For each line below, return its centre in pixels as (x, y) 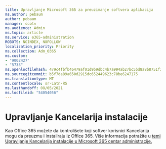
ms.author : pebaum (24, 14)
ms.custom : (16, 56)
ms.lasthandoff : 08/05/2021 (34, 88)
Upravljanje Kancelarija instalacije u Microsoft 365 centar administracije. (79, 141)
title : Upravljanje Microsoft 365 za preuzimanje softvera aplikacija (79, 10)
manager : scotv (21, 24)
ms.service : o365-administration (40, 38)
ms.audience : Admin (25, 28)
